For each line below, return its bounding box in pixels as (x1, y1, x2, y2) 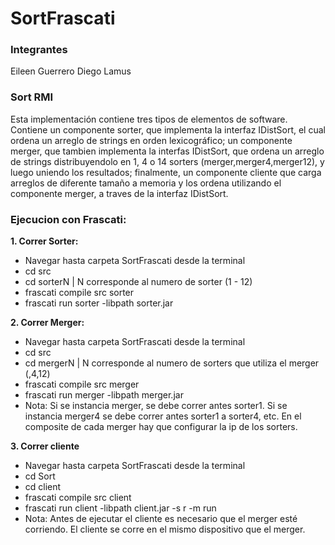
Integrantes (10, 43, 68, 57)
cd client (24, 481, 62, 493)
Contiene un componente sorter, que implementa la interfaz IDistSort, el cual (10, 123, 326, 136)
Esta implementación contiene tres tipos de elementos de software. (10, 113, 288, 125)
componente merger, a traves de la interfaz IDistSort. (10, 187, 229, 199)
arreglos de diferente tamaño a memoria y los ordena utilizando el (10, 177, 282, 189)
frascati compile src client (24, 492, 132, 504)
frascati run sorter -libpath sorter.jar (24, 297, 174, 309)
